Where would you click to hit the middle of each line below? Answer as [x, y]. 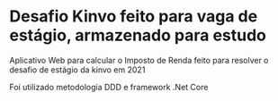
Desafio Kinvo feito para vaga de [134, 17]
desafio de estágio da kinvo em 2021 [77, 70]
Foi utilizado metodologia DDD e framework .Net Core [109, 87]
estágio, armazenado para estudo [138, 35]
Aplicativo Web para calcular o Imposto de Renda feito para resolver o [139, 60]
